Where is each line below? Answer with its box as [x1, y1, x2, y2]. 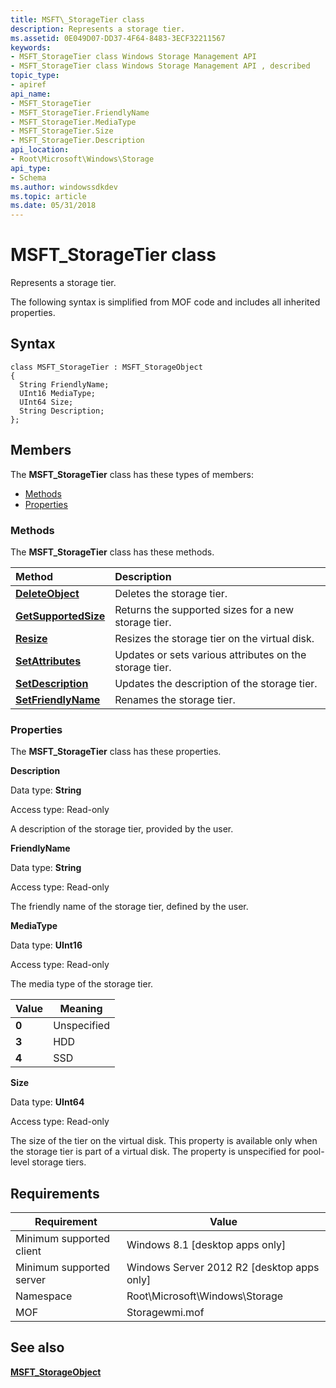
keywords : [10, 42, 52, 53]
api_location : [10, 145, 70, 155]
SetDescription [15, 676, 89, 690]
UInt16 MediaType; [19, 388, 97, 398]
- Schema [10, 172, 47, 183]
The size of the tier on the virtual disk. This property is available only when [10, 1135, 318, 1147]
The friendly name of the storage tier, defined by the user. [10, 901, 249, 913]
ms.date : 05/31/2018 [10, 201, 97, 211]
